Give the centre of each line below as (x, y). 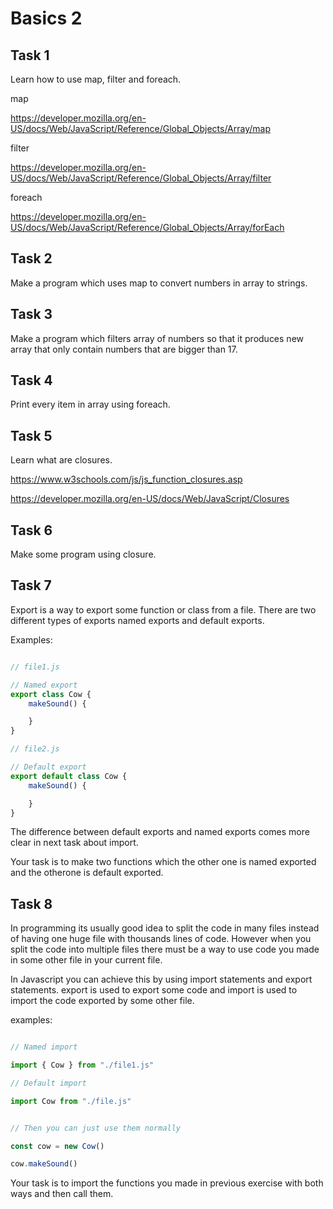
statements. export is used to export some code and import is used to (154, 990)
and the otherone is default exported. (87, 873)
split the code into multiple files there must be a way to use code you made (165, 949)
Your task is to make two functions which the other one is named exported (163, 862)
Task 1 (30, 55)
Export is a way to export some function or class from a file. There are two (163, 609)
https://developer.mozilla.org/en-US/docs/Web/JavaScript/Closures (150, 499)
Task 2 (31, 258)
